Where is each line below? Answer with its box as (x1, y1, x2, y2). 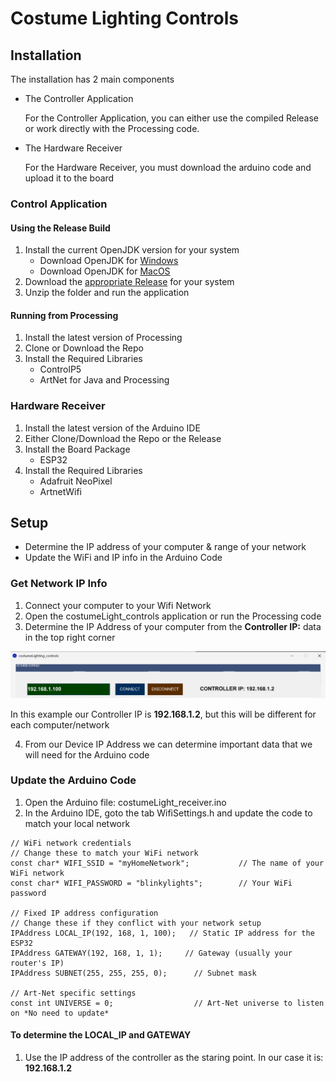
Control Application (10, 197, 108, 211)
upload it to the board (24, 172, 115, 184)
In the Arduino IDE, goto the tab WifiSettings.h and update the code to (24, 807, 313, 819)
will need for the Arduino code (24, 748, 150, 761)
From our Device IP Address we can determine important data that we (24, 738, 313, 750)
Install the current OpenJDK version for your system (24, 244, 240, 256)
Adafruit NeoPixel (39, 475, 113, 487)
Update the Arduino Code (10, 773, 137, 787)
